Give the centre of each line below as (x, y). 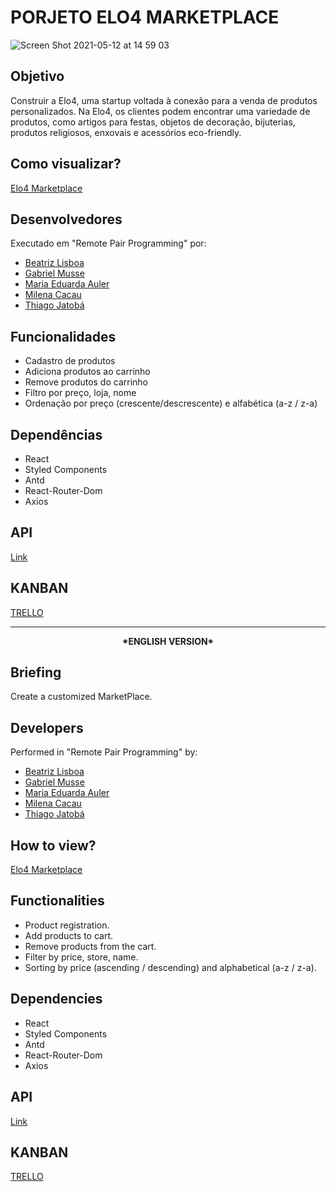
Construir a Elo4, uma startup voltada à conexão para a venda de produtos (164, 100)
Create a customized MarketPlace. (81, 697)
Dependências (56, 434)
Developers (47, 727)
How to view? (53, 845)
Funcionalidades (63, 336)
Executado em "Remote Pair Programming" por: (108, 243)
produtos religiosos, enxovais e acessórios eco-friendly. (126, 132)
